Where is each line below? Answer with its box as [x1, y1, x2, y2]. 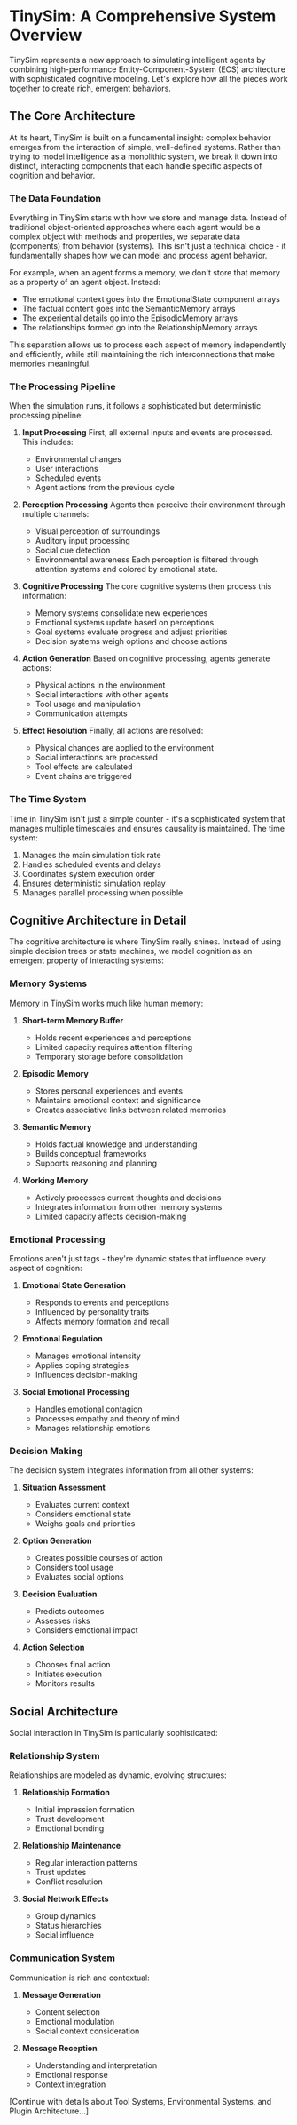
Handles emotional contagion [35, 1404, 144, 1414]
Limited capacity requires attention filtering [35, 1041, 193, 1052]
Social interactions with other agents [35, 689, 169, 700]
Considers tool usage [35, 1562, 113, 1573]
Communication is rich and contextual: [9, 1972, 151, 1983]
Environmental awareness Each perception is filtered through [35, 554, 259, 565]
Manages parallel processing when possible [21, 887, 184, 898]
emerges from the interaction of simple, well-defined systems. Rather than [9, 141, 281, 152]
